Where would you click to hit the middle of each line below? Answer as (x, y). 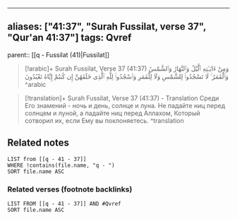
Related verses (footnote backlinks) (70, 189)
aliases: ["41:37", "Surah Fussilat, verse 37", (107, 26)
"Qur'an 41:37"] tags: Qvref (69, 38)
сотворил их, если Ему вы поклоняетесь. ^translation (104, 120)
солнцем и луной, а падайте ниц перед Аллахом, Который (112, 113)
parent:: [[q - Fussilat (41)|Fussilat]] (59, 54)
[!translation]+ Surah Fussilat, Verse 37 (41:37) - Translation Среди (122, 98)
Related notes (38, 143)
